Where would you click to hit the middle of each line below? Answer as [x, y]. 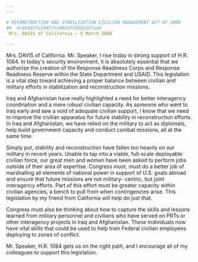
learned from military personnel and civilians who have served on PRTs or [96, 216]
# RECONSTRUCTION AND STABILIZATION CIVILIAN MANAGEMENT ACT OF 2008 [94, 22]
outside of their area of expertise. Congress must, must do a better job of [95, 167]
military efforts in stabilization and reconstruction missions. [78, 87]
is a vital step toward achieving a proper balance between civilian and [91, 81]
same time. [20, 136]
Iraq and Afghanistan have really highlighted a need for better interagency [96, 98]
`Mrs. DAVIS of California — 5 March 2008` [61, 33]
